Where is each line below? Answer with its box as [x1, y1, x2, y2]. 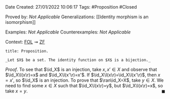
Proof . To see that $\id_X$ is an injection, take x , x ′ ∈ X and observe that [5, 67, 157, 72]
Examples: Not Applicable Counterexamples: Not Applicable [5, 29, 131, 35]
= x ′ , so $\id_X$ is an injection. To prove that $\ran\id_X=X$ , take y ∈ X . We [5, 77, 164, 83]
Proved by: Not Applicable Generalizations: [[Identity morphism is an [5, 14, 149, 20]
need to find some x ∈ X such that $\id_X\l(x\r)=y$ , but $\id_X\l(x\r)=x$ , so [5, 83, 163, 88]
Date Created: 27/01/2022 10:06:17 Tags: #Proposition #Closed [5, 4, 137, 10]
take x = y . [5, 88, 28, 94]
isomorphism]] [5, 19, 36, 25]
